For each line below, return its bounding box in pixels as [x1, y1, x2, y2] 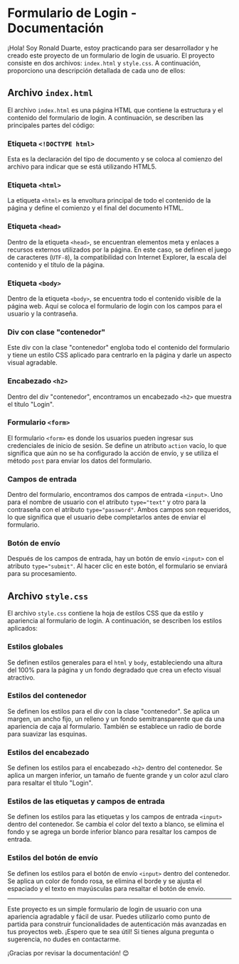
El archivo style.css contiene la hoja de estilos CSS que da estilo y [7, 609, 204, 618]
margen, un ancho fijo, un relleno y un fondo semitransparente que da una [7, 714, 225, 723]
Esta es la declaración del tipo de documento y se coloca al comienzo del [7, 155, 223, 164]
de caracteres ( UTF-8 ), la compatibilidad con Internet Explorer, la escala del [7, 252, 227, 261]
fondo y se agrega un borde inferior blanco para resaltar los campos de [7, 828, 217, 836]
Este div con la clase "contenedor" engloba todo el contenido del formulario [7, 343, 230, 352]
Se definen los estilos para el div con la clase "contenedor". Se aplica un [7, 707, 220, 715]
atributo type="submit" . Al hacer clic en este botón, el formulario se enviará [7, 562, 228, 570]
